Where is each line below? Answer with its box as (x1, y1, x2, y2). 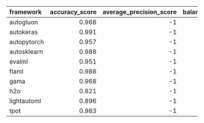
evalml (9, 58, 29, 65)
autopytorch (9, 38, 44, 46)
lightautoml (9, 97, 41, 105)
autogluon (9, 18, 38, 26)
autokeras (9, 28, 38, 36)
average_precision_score (102, 8, 177, 16)
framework (9, 8, 42, 16)
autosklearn (9, 48, 44, 56)
